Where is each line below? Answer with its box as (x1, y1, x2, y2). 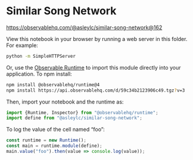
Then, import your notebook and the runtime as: (6, 98, 124, 105)
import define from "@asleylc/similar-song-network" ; (6, 115, 143, 121)
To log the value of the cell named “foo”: (6, 126, 105, 133)
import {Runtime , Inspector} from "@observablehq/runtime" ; (6, 109, 159, 115)
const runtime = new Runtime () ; (6, 137, 86, 143)
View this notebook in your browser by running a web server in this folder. (6, 35, 188, 42)
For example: (6, 42, 39, 49)
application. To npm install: (6, 70, 73, 77)
